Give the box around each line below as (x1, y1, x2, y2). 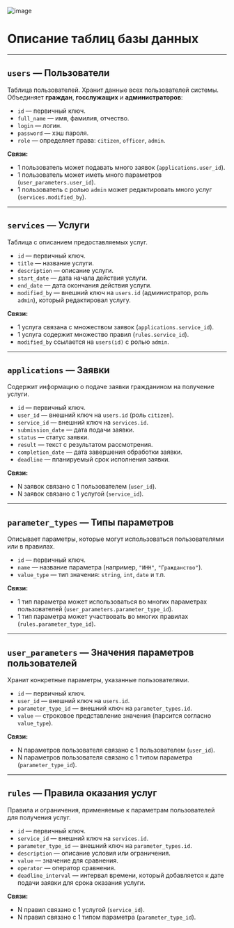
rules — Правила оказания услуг (7, 787, 157, 799)
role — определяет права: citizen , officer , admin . (17, 136, 166, 144)
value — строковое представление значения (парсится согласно (17, 711, 212, 720)
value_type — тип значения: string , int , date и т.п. (17, 571, 166, 579)
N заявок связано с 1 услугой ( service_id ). (17, 489, 144, 498)
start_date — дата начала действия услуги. (17, 274, 148, 282)
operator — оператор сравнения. (17, 863, 116, 872)
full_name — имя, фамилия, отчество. (17, 113, 130, 122)
